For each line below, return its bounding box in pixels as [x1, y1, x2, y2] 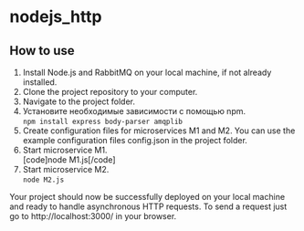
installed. [22, 77, 58, 88]
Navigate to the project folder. [22, 96, 135, 107]
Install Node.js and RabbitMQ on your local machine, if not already [22, 67, 272, 78]
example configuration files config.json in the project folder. [22, 135, 248, 145]
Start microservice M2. [22, 164, 110, 174]
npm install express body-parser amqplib [22, 117, 183, 126]
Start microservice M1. [22, 144, 108, 155]
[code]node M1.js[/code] [22, 154, 116, 165]
